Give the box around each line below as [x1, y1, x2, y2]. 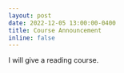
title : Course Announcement [8, 26, 102, 34]
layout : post [8, 11, 52, 20]
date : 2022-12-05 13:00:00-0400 [8, 19, 116, 27]
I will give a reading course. [8, 56, 99, 65]
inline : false [8, 33, 56, 42]
